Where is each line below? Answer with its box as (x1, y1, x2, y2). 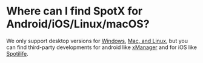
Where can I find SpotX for (6, 4, 143, 18)
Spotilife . (6, 50, 28, 57)
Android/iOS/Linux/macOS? (6, 17, 150, 31)
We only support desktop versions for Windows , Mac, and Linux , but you (6, 37, 188, 44)
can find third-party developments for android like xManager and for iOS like (6, 44, 197, 51)
